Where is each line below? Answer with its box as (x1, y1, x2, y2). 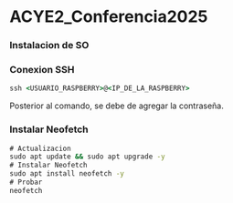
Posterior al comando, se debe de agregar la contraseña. (9, 100, 224, 111)
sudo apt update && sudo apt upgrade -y (9, 152, 166, 161)
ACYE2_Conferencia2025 (9, 6, 208, 27)
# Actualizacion (9, 144, 71, 153)
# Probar (9, 178, 43, 188)
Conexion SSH (9, 64, 75, 76)
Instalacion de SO (9, 39, 90, 52)
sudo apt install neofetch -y (9, 169, 125, 178)
